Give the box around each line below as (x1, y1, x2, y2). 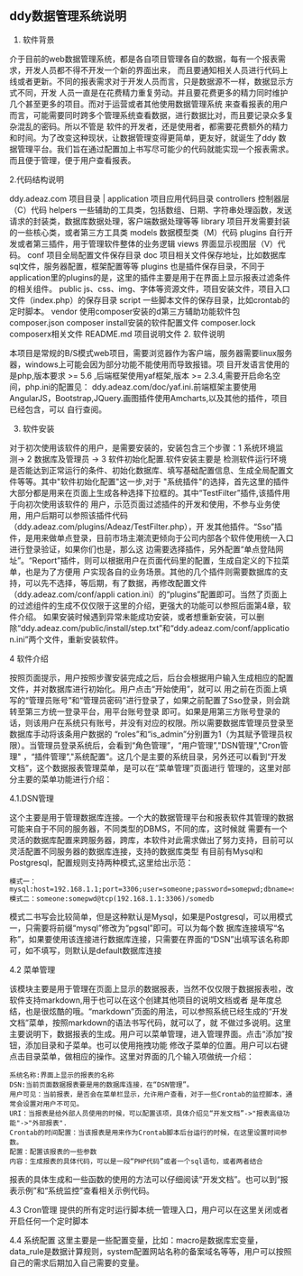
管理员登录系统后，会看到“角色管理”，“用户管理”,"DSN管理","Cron (36, 739, 281, 750)
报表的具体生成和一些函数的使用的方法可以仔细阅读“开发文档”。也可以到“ (9, 1173, 281, 1184)
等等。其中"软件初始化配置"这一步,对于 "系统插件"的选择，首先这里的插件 (16, 476, 290, 487)
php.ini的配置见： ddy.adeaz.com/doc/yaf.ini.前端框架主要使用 (24, 381, 257, 392)
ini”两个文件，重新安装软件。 (16, 634, 124, 645)
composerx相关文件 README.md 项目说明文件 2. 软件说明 (9, 328, 225, 339)
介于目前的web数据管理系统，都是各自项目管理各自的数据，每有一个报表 (9, 53, 278, 64)
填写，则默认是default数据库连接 (40, 945, 162, 956)
